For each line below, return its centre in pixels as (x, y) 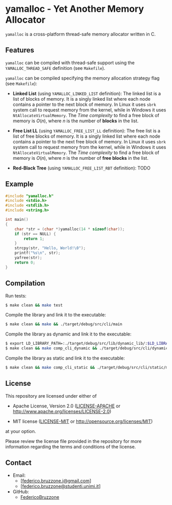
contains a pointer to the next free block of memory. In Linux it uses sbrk (89, 141)
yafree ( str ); (28, 258)
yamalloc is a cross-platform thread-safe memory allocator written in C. (81, 34)
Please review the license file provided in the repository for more (73, 441)
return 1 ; (34, 239)
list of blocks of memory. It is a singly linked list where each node (82, 99)
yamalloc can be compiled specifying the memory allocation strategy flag (82, 78)
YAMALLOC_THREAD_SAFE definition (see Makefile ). (55, 68)
